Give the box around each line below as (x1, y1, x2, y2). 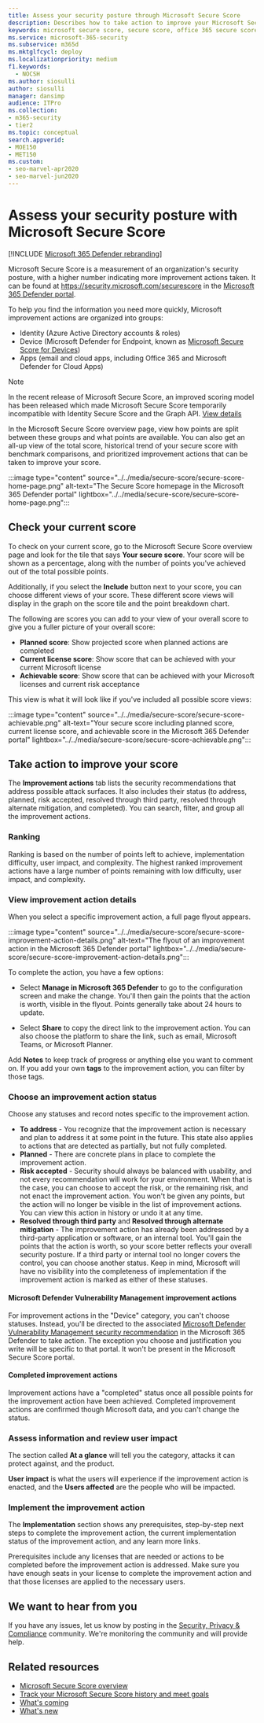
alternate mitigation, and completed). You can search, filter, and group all (8, 803, 244, 813)
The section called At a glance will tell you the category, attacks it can (8, 1451, 236, 1460)
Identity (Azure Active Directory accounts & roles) (19, 328, 181, 338)
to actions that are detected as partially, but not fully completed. (19, 1142, 227, 1151)
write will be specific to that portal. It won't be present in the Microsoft (8, 1344, 236, 1353)
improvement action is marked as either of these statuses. (19, 1275, 208, 1285)
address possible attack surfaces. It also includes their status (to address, (8, 787, 247, 796)
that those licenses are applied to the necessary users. (8, 1577, 186, 1586)
